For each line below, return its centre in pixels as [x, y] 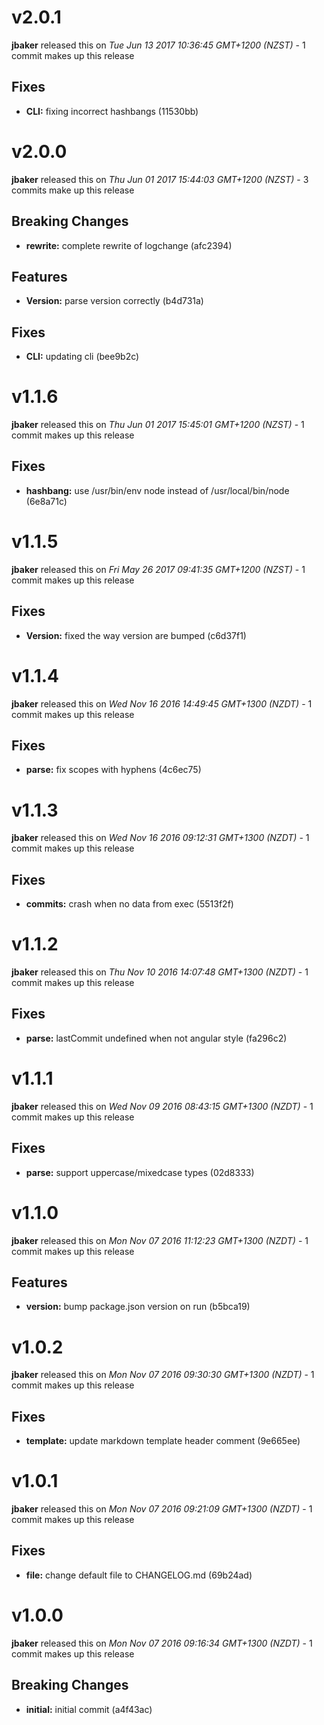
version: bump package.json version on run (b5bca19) [138, 1307]
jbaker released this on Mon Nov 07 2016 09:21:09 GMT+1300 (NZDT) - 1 [162, 1509]
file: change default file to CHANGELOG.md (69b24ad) [139, 1575]
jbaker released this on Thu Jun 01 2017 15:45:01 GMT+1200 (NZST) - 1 [158, 425]
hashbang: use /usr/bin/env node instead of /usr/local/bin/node [157, 490]
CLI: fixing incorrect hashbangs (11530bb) [112, 111]
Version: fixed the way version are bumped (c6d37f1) [136, 635]
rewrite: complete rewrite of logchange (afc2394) [129, 245]
